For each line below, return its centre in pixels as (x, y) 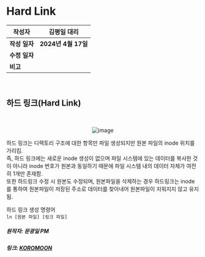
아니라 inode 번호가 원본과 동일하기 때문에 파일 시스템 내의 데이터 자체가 (99, 166)
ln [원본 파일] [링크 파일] (37, 217)
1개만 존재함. (28, 174)
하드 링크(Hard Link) (44, 103)
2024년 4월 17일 (64, 44)
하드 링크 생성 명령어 (31, 209)
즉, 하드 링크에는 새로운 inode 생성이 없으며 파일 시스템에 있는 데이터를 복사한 (99, 158)
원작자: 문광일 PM (28, 231)
